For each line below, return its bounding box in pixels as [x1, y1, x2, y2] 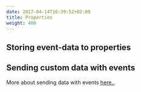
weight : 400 [6, 20, 36, 26]
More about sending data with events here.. [6, 79, 115, 86]
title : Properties [6, 14, 53, 20]
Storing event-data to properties [6, 42, 131, 52]
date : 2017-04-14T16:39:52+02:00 [6, 8, 91, 15]
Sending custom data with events [6, 63, 136, 73]
